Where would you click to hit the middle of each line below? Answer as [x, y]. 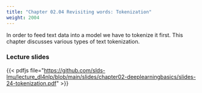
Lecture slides [28, 57]
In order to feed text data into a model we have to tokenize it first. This [95, 35]
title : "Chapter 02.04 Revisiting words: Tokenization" [79, 12]
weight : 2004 [23, 18]
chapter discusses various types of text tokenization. [73, 41]
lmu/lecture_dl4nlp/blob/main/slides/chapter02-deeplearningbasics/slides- [101, 77]
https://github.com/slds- [75, 70]
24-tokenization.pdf [32, 83]
